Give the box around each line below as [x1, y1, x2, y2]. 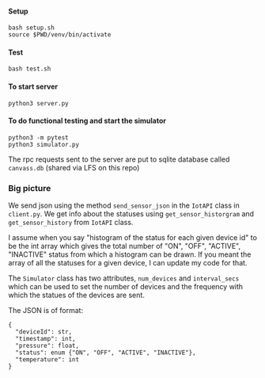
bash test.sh [8, 65, 51, 73]
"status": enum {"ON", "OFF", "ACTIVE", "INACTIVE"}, [15, 349, 196, 357]
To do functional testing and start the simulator [8, 116, 166, 126]
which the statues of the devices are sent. [8, 290, 145, 300]
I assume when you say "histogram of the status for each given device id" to [8, 233, 257, 242]
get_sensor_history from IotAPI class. [8, 218, 134, 227]
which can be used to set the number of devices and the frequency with [8, 282, 244, 292]
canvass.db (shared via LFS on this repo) [8, 162, 140, 172]
